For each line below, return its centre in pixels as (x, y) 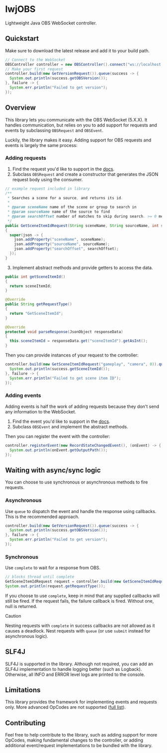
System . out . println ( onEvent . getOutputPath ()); (59, 450)
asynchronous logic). (27, 636)
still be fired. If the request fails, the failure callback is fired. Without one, (80, 601)
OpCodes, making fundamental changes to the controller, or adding (74, 740)
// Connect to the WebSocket (35, 60)
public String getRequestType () (39, 304)
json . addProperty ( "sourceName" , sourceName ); (62, 244)
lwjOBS (20, 9)
